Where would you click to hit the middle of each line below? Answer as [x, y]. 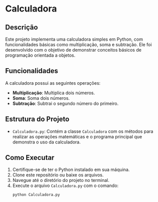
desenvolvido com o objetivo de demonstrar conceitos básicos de [73, 50]
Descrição [22, 27]
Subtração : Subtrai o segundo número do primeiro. [65, 103]
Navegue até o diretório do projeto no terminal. [61, 180]
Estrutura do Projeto [37, 119]
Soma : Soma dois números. [41, 98]
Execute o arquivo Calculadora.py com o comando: [65, 185]
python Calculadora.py [36, 195]
